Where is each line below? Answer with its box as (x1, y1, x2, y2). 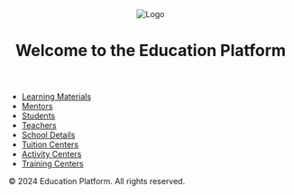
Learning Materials (21, 91, 92, 102)
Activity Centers (21, 149, 82, 160)
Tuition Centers (21, 139, 78, 150)
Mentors (21, 101, 53, 112)
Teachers (21, 120, 57, 131)
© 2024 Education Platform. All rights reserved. (8, 176, 186, 187)
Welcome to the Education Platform (15, 41, 286, 61)
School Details (21, 130, 76, 141)
